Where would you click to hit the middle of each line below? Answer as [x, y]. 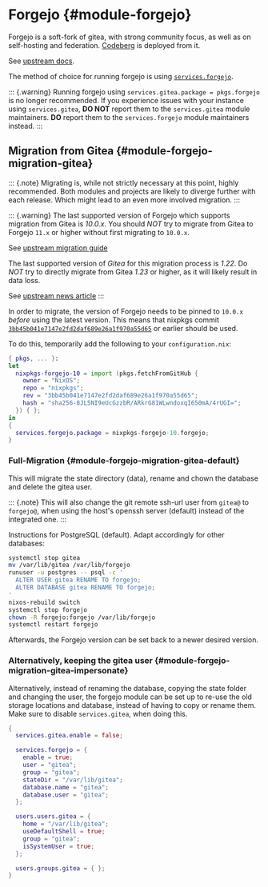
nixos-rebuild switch [44, 602]
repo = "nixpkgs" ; [53, 388]
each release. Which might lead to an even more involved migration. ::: [124, 200]
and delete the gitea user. [50, 486]
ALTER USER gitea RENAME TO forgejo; [78, 580]
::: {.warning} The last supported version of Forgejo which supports [119, 215]
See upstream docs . [41, 61]
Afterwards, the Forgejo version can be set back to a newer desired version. [133, 640]
